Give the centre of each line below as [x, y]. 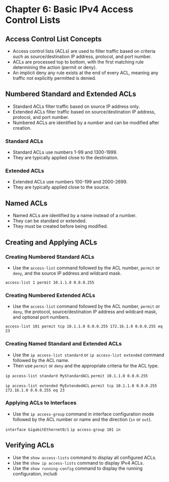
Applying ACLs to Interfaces [41, 403]
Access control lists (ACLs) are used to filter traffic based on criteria [84, 51]
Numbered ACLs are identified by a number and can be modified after [86, 123]
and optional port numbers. [41, 317]
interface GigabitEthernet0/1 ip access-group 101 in [63, 430]
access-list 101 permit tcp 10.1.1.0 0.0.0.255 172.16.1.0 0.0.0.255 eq [84, 326]
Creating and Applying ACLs [51, 242]
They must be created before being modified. [60, 226]
